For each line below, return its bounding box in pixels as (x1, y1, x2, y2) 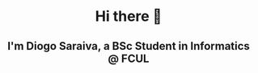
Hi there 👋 (95, 7, 163, 26)
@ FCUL (108, 51, 150, 65)
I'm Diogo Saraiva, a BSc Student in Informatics (7, 39, 250, 53)
